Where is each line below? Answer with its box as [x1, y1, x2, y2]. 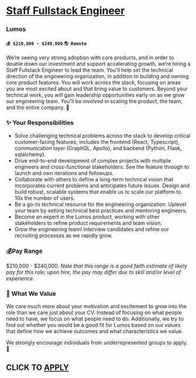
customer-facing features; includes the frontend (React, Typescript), [14, 138, 180, 145]
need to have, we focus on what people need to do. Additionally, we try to [6, 315, 184, 322]
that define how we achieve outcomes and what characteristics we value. [6, 328, 183, 335]
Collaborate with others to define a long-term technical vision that [14, 176, 174, 183]
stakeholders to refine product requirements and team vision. [14, 219, 163, 227]
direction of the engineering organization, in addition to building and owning [6, 73, 189, 80]
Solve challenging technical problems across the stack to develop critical [14, 132, 191, 139]
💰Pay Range [6, 247, 43, 255]
